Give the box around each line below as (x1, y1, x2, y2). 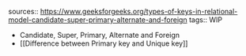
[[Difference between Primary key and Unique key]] (19, 39, 188, 48)
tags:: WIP (188, 15, 223, 24)
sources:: (8, 7, 39, 16)
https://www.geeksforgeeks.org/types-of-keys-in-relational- (40, 7, 238, 16)
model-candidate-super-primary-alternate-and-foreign (8, 15, 187, 24)
